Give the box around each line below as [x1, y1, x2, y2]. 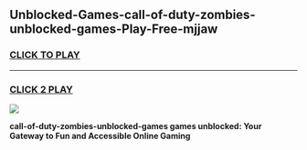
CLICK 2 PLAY [9, 83, 73, 95]
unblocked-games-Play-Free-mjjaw [9, 22, 218, 37]
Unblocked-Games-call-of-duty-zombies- [9, 7, 256, 23]
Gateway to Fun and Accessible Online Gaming [9, 130, 191, 141]
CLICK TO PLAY [9, 49, 80, 62]
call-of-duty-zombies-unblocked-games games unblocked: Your [9, 120, 262, 131]
